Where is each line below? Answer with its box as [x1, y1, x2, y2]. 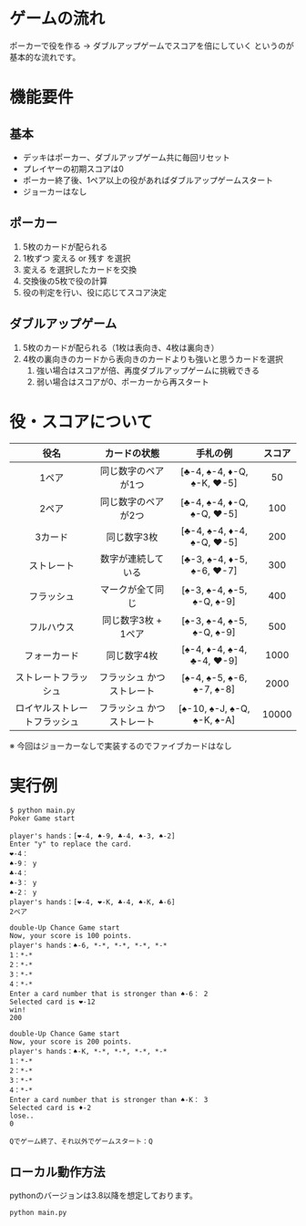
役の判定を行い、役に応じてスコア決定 [22, 286, 167, 297]
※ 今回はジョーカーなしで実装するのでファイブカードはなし [9, 740, 232, 751]
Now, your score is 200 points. [9, 1037, 132, 1046]
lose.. [9, 1111, 35, 1121]
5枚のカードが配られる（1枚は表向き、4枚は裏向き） [22, 342, 219, 353]
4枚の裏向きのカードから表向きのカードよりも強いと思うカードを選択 [22, 353, 284, 365]
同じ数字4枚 [106, 649, 158, 662]
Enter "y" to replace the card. [9, 840, 132, 849]
